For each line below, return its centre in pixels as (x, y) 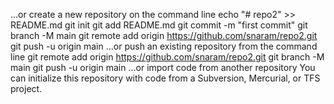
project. (26, 88)
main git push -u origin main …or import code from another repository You (163, 67)
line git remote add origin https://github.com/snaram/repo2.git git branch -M (167, 57)
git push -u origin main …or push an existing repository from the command (164, 46)
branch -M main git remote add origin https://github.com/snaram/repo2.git (164, 35)
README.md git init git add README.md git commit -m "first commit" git (159, 25)
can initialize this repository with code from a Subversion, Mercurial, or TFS (165, 78)
